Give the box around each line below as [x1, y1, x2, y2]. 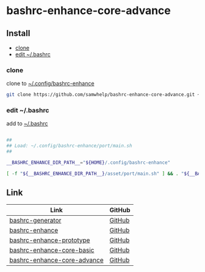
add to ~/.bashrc [6, 120, 48, 127]
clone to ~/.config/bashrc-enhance [6, 80, 95, 87]
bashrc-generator [9, 216, 62, 224]
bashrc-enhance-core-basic [9, 246, 95, 254]
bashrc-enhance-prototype [9, 236, 90, 244]
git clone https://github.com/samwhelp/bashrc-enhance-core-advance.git [6, 92, 195, 98]
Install [6, 28, 31, 39]
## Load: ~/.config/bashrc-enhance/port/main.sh [6, 143, 132, 149]
